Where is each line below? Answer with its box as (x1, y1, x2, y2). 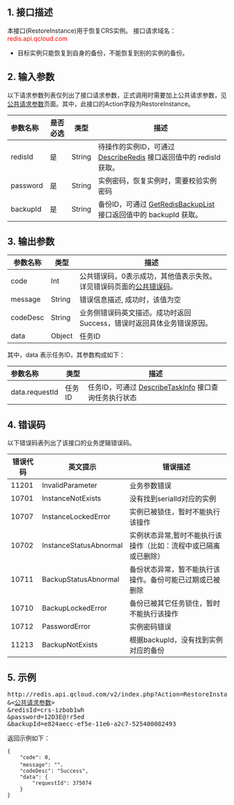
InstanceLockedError (41, 512, 111, 521)
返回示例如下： (7, 734, 50, 742)
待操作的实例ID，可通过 (97, 141, 175, 151)
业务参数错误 (129, 481, 172, 491)
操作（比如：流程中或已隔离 (129, 541, 221, 551)
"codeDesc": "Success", (19, 767, 89, 775)
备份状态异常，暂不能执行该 (129, 565, 221, 574)
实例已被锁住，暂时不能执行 (129, 507, 221, 517)
